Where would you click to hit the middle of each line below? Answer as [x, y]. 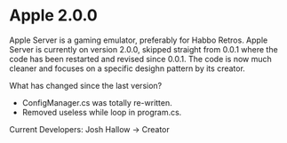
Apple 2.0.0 [53, 16]
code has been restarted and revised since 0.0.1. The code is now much [141, 59]
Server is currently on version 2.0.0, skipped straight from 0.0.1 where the [143, 49]
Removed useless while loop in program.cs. [102, 112]
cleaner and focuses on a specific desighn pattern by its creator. [128, 68]
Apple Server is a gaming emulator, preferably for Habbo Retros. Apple [139, 40]
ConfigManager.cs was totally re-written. [97, 102]
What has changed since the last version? [86, 85]
